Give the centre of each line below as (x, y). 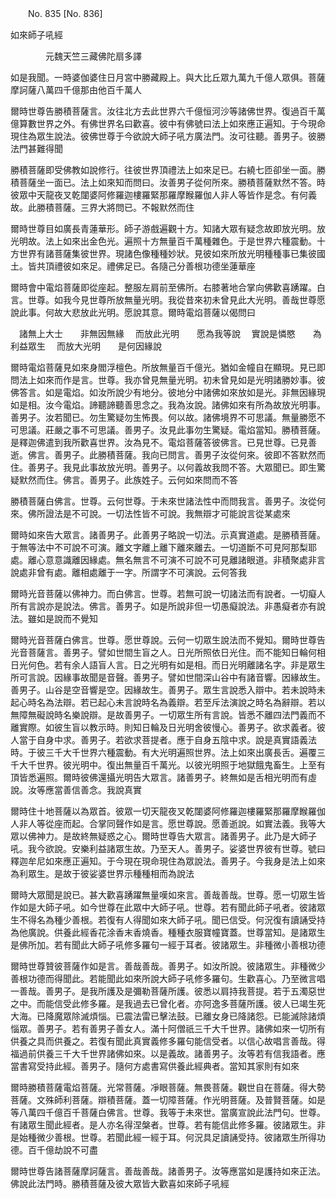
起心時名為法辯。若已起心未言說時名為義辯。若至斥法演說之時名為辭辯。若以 (168, 702)
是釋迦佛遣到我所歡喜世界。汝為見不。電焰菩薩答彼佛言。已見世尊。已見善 (163, 442)
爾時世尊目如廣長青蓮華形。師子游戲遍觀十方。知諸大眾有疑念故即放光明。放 (168, 228)
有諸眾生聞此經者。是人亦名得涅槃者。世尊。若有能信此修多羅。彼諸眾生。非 (168, 1125)
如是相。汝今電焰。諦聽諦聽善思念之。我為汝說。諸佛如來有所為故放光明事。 (168, 405)
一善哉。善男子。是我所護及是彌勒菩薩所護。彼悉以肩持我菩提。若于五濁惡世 (168, 991)
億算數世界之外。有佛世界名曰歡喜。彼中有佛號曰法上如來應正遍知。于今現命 (168, 123)
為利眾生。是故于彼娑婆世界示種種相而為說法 (102, 873)
